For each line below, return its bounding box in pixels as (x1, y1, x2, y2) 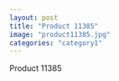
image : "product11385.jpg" (9, 30, 111, 39)
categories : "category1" (9, 38, 103, 48)
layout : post (9, 13, 59, 22)
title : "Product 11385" (9, 22, 99, 31)
